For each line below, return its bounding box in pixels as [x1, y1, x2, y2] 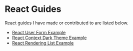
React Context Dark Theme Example [11, 35, 87, 41]
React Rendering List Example [11, 40, 74, 46]
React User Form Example [11, 29, 66, 35]
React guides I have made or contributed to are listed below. [4, 20, 128, 26]
